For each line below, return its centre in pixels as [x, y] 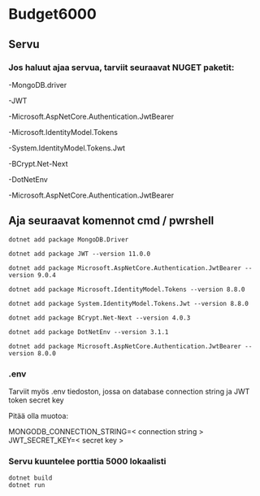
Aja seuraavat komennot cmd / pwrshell [111, 221]
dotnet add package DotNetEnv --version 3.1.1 [89, 332]
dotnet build [30, 478]
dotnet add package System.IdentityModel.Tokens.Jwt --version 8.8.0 [129, 303]
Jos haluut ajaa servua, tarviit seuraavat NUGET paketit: [121, 67]
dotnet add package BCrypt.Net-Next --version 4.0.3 [100, 318]
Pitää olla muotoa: [39, 416]
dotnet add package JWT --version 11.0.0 [80, 254]
